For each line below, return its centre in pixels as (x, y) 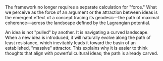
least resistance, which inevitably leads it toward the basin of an (71, 43)
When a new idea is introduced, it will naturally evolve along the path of (78, 37)
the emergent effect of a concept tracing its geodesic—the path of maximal (82, 17)
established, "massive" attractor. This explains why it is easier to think (76, 48)
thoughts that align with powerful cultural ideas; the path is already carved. (82, 53)
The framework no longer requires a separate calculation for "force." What (81, 7)
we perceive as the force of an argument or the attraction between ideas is (81, 12)
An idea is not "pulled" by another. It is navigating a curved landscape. (77, 32)
